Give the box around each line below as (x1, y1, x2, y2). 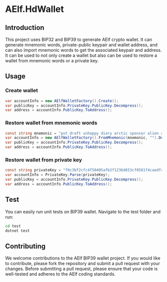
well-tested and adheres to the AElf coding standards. (5, 271, 116, 277)
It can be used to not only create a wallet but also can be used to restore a (5, 52, 158, 58)
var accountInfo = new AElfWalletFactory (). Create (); (5, 98, 119, 103)
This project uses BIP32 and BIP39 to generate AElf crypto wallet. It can (5, 36, 153, 42)
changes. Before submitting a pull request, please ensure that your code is (5, 266, 158, 272)
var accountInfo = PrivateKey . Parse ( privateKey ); (5, 172, 110, 177)
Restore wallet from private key (5, 156, 83, 163)
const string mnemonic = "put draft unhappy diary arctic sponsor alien (5, 131, 159, 136)
